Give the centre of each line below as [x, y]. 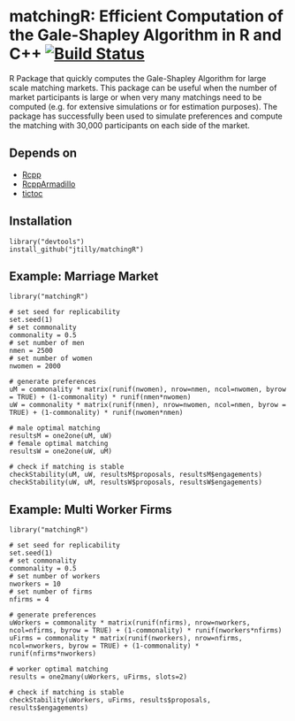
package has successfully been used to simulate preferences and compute [146, 116]
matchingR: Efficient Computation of [147, 16]
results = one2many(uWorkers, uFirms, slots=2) [98, 677]
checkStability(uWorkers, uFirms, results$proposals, [110, 701]
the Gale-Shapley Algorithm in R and [146, 35]
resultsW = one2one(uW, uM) [61, 452]
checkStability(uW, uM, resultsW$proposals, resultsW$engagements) [136, 483]
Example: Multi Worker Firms [91, 509]
